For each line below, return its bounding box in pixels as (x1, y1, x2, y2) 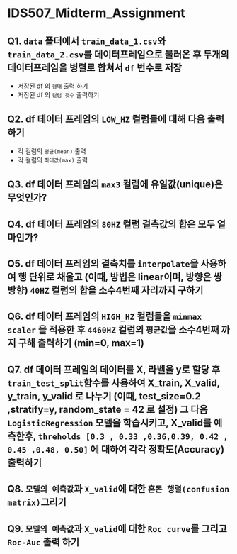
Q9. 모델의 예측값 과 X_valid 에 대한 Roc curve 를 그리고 (7, 523, 228, 535)
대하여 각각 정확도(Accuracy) (100, 443, 225, 455)
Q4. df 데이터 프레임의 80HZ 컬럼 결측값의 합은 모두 (7, 218, 215, 230)
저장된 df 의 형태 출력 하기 (17, 82, 88, 90)
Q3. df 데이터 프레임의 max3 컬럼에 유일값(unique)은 (7, 179, 224, 191)
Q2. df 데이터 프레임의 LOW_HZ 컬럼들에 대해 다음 (7, 113, 205, 126)
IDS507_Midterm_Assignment (7, 5, 185, 21)
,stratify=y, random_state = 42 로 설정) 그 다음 (7, 403, 208, 416)
